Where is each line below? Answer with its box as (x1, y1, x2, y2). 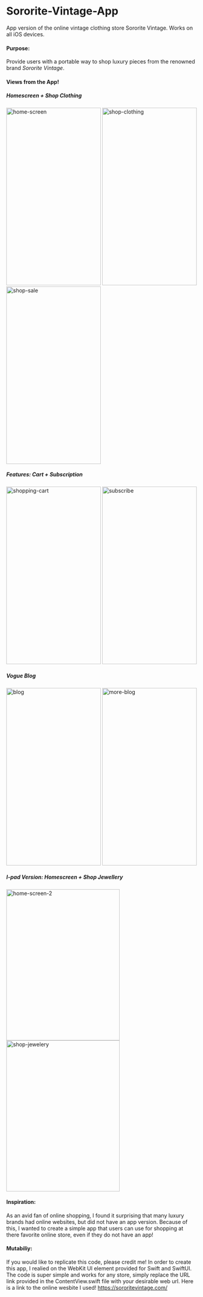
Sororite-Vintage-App (6, 4, 119, 18)
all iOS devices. (6, 30, 45, 37)
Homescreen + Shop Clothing (6, 92, 82, 99)
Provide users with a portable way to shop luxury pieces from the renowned (6, 58, 195, 65)
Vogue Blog (6, 672, 36, 679)
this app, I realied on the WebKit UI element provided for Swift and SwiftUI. (6, 1265, 192, 1272)
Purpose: (6, 44, 30, 52)
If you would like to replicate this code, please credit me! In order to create (6, 1258, 192, 1266)
